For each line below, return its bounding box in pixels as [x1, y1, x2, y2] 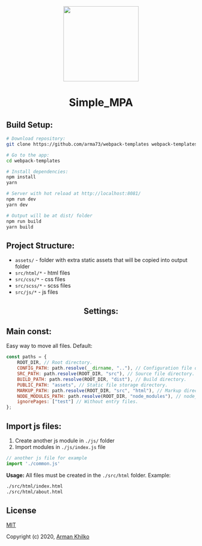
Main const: [6, 326, 52, 337]
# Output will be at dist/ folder [6, 213, 93, 219]
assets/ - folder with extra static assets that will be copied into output [14, 256, 188, 264]
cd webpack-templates [6, 158, 61, 164]
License [6, 505, 37, 515]
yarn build [6, 224, 34, 230]
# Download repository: [6, 135, 66, 141]
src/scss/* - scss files [14, 282, 71, 290]
